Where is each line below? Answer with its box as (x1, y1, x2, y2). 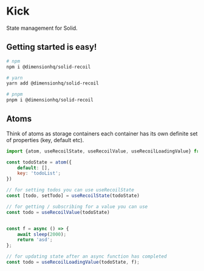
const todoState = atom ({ (6, 159, 72, 165)
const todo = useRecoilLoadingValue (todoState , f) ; (6, 259, 140, 266)
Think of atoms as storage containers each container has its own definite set (6, 129, 198, 137)
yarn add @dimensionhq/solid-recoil (6, 80, 99, 86)
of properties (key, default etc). (6, 136, 84, 143)
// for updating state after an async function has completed (6, 253, 167, 259)
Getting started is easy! (6, 42, 97, 52)
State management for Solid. (6, 24, 78, 32)
